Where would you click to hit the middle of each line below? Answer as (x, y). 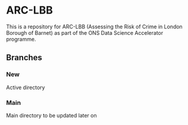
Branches (24, 57)
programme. (21, 39)
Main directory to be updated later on (51, 115)
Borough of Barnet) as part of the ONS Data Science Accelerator (85, 32)
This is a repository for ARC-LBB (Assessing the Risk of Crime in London (94, 27)
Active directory (26, 87)
